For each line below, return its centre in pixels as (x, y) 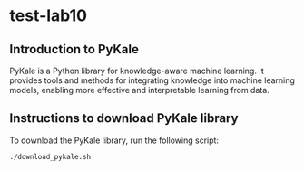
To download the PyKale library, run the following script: (114, 140)
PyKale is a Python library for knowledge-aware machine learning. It (137, 71)
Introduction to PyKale (74, 49)
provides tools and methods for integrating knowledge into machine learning (152, 80)
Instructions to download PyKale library (124, 118)
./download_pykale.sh (50, 156)
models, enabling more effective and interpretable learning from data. (139, 90)
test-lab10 (49, 16)
